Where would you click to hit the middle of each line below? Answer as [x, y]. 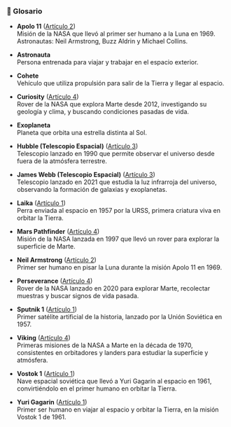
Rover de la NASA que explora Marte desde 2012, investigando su [112, 104]
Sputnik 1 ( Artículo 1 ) [47, 309]
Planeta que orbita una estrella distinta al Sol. [82, 133]
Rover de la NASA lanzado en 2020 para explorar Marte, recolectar [113, 288]
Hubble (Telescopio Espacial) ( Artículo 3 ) [77, 146]
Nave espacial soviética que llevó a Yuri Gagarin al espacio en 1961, [114, 381]
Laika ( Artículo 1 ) [41, 203]
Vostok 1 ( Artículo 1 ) [45, 374]
